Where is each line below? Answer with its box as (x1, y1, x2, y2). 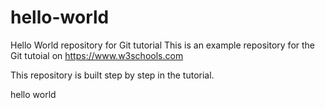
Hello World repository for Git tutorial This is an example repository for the (10, 39, 316, 51)
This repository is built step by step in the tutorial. (10, 69, 215, 81)
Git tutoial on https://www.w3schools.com (10, 49, 184, 61)
